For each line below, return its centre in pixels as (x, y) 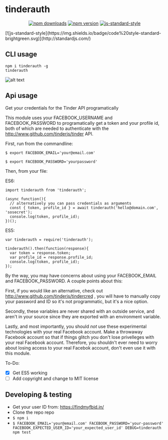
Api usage (21, 96)
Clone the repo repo (33, 412)
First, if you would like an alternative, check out (54, 290)
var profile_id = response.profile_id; (52, 257)
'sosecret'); (19, 212)
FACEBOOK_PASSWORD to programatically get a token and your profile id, (82, 123)
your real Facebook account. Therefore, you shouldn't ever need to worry (81, 343)
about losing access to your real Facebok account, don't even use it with (80, 348)
